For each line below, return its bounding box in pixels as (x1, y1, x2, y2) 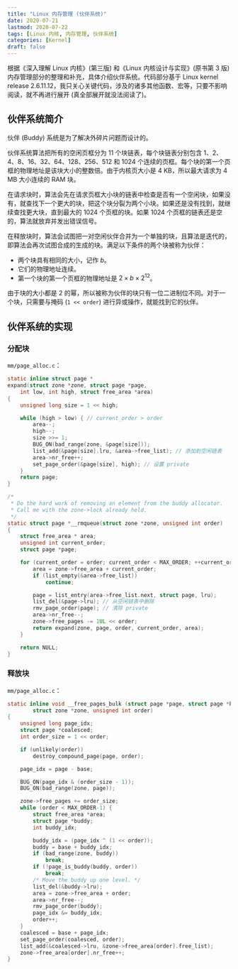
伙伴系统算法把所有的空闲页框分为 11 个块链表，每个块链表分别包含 (7, 148, 203, 157)
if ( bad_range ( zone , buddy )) (33, 850, 119, 858)
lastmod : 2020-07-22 (7, 23, 69, 31)
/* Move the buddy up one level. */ (33, 876, 141, 884)
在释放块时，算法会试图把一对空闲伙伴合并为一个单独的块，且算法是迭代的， (7, 231, 231, 240)
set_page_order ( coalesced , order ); (20, 936, 125, 943)
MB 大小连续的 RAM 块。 (7, 175, 80, 183)
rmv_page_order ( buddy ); (33, 903, 103, 910)
